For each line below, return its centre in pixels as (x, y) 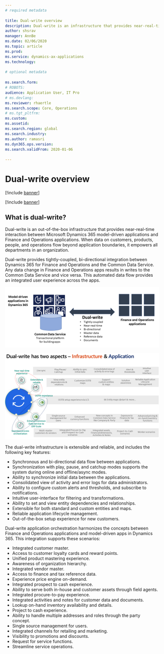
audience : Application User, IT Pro (42, 93)
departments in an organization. (37, 250)
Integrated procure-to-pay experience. (51, 595)
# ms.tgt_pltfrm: (23, 113)
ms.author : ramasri (25, 139)
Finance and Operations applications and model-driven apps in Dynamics (79, 533)
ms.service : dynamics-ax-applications (44, 57)
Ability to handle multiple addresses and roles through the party (76, 615)
